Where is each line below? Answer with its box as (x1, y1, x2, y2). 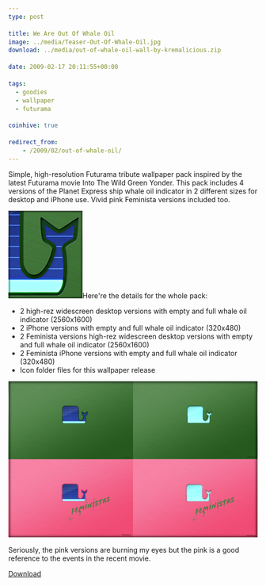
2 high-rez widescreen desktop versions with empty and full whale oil (19, 306, 247, 316)
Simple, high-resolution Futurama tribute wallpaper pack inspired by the (8, 169, 243, 178)
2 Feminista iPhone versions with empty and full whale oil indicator (19, 348, 237, 358)
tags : (8, 79, 26, 87)
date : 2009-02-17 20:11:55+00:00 (8, 63, 119, 71)
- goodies (15, 88, 47, 96)
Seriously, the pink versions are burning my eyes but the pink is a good (8, 545, 240, 554)
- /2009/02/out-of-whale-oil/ (22, 147, 123, 155)
